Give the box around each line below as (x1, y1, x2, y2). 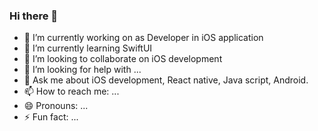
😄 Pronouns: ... (23, 100, 89, 112)
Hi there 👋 (9, 9, 59, 23)
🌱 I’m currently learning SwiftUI (23, 42, 153, 54)
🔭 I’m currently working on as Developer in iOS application (23, 32, 264, 44)
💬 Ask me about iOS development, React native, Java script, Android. (23, 74, 309, 86)
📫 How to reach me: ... (23, 85, 120, 98)
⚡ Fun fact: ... (23, 111, 79, 123)
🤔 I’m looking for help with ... (23, 64, 142, 76)
